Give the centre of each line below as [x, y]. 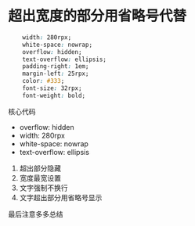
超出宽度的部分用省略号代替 [97, 16]
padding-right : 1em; [56, 66]
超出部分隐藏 [40, 168]
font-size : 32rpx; [52, 88]
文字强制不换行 [43, 188]
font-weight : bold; [54, 95]
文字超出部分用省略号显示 [61, 197]
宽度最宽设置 [40, 178]
